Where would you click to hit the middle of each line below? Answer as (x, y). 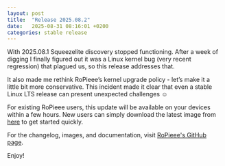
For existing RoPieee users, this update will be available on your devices (109, 107)
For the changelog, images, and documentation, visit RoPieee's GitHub (107, 135)
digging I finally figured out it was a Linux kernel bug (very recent (99, 59)
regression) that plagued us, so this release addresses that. (91, 66)
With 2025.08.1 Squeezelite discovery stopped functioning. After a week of (113, 52)
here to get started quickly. (45, 122)
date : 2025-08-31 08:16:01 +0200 (58, 26)
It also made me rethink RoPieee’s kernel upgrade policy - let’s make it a (109, 80)
